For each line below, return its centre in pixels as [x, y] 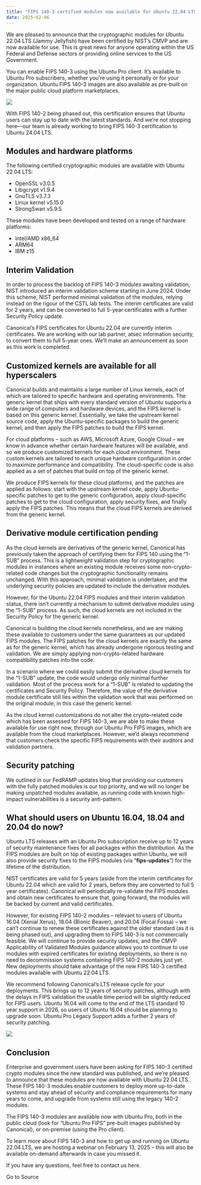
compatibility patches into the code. [50, 660]
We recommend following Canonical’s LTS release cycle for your [86, 985]
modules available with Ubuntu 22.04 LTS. [58, 973]
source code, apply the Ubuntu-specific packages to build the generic [93, 421]
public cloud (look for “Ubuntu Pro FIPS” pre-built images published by [93, 1123]
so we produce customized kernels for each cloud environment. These [93, 452]
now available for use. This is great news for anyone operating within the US [100, 47]
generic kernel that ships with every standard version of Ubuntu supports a [99, 402]
